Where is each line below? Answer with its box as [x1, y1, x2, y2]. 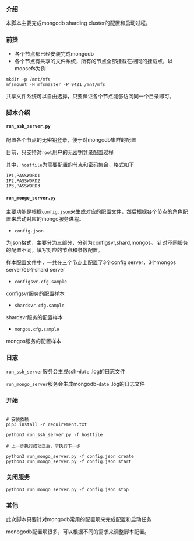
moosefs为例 [14, 64, 46, 71]
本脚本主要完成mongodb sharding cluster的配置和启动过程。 [6, 19, 151, 27]
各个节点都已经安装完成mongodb [14, 50, 94, 57]
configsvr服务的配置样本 [6, 290, 65, 297]
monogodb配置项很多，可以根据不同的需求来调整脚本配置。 [6, 528, 150, 535]
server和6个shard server [6, 266, 65, 273]
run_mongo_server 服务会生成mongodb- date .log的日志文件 [6, 381, 146, 388]
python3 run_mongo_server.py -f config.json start [6, 458, 132, 464]
